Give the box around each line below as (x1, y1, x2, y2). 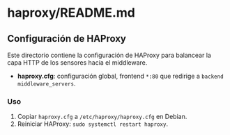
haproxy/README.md (7, 5, 136, 21)
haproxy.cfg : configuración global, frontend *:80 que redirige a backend (17, 72, 224, 80)
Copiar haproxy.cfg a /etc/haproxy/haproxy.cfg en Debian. (17, 113, 187, 121)
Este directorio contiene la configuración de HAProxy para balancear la (7, 51, 211, 59)
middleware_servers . (17, 79, 76, 88)
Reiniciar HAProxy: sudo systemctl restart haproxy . (17, 120, 169, 128)
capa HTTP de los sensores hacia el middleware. (7, 58, 148, 67)
